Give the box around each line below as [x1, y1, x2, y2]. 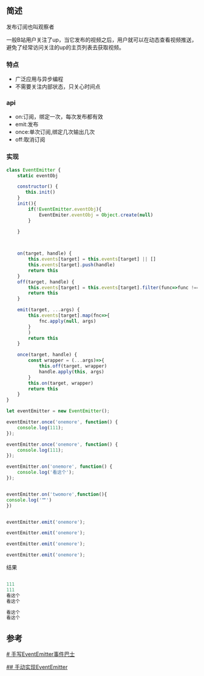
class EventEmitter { [6, 167, 61, 173]
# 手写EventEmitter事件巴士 [6, 650, 75, 658]
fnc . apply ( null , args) [38, 318, 97, 324]
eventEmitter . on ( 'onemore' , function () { [6, 463, 113, 470]
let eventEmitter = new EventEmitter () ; [6, 408, 110, 414]
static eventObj [17, 172, 59, 178]
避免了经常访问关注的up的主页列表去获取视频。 [6, 43, 124, 51]
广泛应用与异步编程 [15, 76, 64, 83]
